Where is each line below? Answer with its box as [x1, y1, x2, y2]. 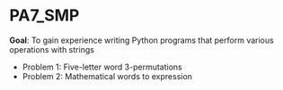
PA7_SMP [9, 5, 80, 26]
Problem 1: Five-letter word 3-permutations [22, 61, 182, 72]
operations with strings [9, 44, 94, 54]
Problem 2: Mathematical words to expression [22, 70, 193, 81]
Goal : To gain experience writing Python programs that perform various [9, 35, 274, 45]
